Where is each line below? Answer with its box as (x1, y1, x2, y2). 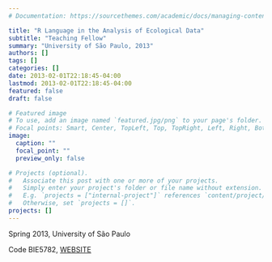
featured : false (8, 87, 63, 95)
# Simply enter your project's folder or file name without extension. (8, 184, 263, 192)
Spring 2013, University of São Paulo (8, 229, 131, 238)
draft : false (8, 94, 53, 102)
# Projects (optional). (8, 169, 89, 177)
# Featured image (8, 109, 67, 118)
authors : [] (8, 49, 49, 58)
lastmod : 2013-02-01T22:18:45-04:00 (8, 79, 132, 88)
